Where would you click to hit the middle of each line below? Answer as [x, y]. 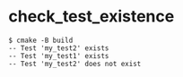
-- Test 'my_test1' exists [59, 56]
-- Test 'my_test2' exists [59, 48]
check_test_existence [91, 17]
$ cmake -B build [41, 40]
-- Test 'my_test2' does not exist [75, 64]
